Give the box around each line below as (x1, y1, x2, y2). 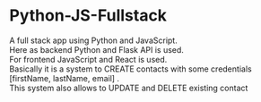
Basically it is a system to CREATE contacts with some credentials (9, 64, 253, 74)
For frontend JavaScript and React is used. (9, 54, 168, 64)
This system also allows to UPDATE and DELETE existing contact (9, 82, 248, 93)
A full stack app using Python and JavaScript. (9, 35, 178, 46)
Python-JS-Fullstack (9, 5, 168, 26)
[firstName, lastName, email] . (9, 72, 119, 83)
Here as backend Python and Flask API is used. (9, 44, 184, 55)
